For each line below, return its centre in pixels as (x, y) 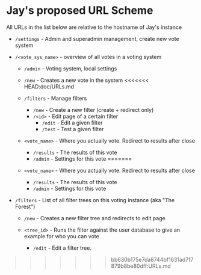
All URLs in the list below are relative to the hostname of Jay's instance (94, 27)
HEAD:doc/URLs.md (49, 86)
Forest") (25, 206)
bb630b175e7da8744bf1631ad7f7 (152, 259)
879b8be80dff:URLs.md (141, 266)
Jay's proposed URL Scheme (80, 11)
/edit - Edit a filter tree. (62, 248)
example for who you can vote (61, 236)
